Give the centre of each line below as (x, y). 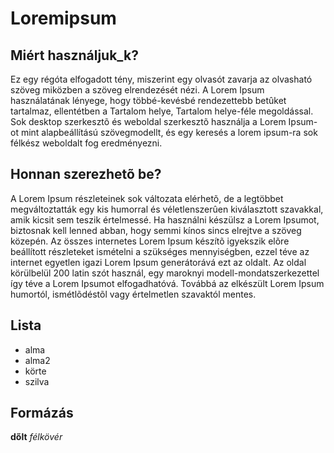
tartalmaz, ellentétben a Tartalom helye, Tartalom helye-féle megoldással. (162, 111)
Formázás (42, 413)
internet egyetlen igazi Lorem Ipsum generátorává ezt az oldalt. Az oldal (158, 262)
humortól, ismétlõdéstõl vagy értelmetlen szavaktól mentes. (133, 294)
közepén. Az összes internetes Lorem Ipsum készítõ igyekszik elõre (150, 241)
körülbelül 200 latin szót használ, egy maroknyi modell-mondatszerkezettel (165, 273)
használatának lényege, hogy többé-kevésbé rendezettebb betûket (148, 100)
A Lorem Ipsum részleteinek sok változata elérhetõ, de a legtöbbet (147, 198)
